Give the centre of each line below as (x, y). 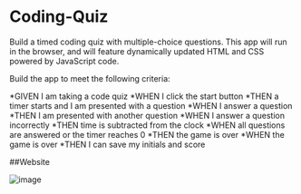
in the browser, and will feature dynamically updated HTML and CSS (137, 51)
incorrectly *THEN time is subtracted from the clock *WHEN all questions (147, 125)
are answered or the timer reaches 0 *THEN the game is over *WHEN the (147, 134)
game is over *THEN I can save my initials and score (107, 144)
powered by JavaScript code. (64, 61)
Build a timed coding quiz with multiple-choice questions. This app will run (148, 42)
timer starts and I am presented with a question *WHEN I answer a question (151, 105)
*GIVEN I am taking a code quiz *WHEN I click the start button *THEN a (144, 96)
